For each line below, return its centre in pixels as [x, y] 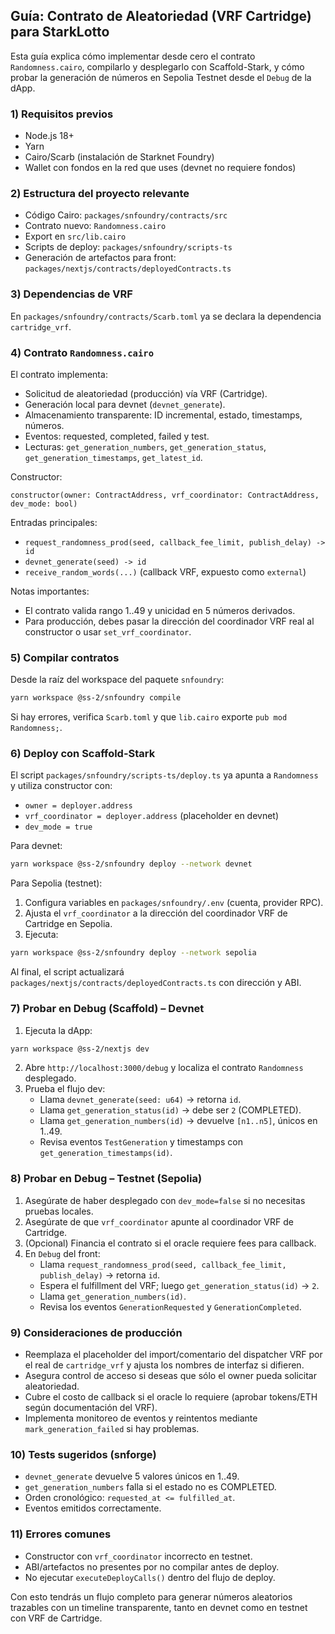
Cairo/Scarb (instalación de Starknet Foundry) [119, 157]
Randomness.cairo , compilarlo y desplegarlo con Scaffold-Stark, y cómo [157, 66]
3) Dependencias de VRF [71, 294]
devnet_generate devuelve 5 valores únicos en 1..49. [132, 1476]
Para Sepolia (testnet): [56, 883]
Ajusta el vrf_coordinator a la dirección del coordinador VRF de [156, 913]
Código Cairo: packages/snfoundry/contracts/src [126, 215]
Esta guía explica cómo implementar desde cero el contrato [133, 56]
